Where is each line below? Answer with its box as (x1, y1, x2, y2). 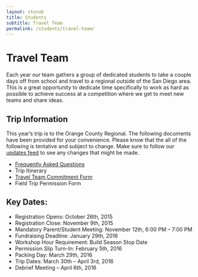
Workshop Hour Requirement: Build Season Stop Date (14, 238, 148, 246)
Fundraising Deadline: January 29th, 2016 (14, 232, 118, 239)
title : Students (6, 14, 47, 20)
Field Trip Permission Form (14, 180, 81, 186)
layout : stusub (6, 8, 44, 15)
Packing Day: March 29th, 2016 (14, 251, 93, 258)
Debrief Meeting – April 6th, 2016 (14, 264, 97, 271)
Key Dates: (6, 197, 48, 207)
